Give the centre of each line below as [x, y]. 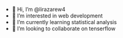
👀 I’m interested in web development [57, 16]
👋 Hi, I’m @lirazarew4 [39, 9]
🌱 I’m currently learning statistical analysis [64, 22]
